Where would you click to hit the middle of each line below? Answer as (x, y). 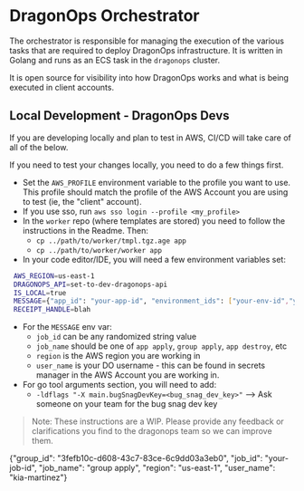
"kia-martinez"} (38, 477)
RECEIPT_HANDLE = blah (52, 310)
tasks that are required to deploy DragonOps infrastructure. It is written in (146, 50)
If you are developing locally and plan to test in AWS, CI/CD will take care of (151, 138)
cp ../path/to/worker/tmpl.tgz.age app (111, 241)
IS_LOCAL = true (40, 293)
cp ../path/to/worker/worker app (99, 250)
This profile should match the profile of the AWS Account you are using (155, 192)
